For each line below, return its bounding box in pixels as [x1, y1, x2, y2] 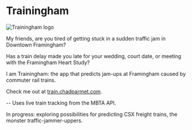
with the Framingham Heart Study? [6, 59, 90, 66]
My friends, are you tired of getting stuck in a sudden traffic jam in [6, 35, 166, 42]
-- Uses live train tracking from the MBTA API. [6, 99, 116, 106]
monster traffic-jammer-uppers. [6, 116, 83, 124]
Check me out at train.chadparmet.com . [6, 88, 102, 95]
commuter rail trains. [6, 76, 56, 84]
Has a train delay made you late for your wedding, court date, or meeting [6, 52, 181, 59]
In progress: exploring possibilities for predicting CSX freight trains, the [6, 111, 177, 118]
